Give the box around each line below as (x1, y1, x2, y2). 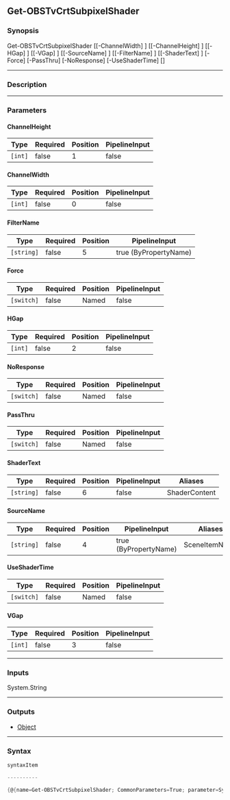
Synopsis (7, 26, 39, 36)
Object (16, 723, 36, 731)
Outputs (7, 707, 36, 716)
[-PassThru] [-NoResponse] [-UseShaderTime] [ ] (27, 56, 166, 64)
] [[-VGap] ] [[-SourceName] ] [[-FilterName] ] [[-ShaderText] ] (27, 49, 203, 57)
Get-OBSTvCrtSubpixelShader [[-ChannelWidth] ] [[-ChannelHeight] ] (7, 41, 204, 50)
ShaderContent (166, 488, 216, 497)
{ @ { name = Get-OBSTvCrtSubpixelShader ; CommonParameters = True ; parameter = (7, 786, 219, 793)
